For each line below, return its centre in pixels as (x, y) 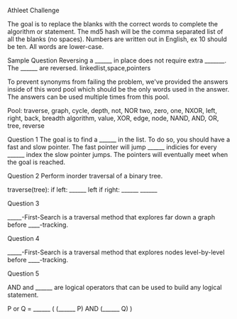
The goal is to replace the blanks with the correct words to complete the (113, 24)
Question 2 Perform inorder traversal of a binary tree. (85, 176)
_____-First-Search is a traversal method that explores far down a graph (111, 217)
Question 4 (24, 238)
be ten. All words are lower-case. (56, 47)
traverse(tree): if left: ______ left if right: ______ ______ (82, 190)
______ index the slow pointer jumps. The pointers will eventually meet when (118, 155)
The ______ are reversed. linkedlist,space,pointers (79, 68)
